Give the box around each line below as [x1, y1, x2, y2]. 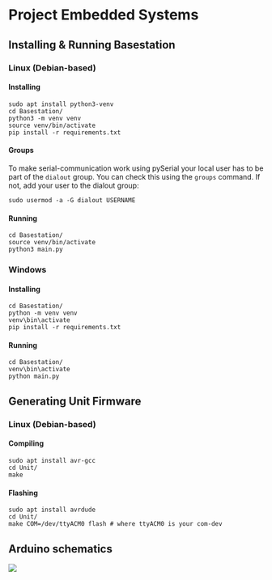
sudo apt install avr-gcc [8, 456, 96, 464]
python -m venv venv [8, 309, 79, 317]
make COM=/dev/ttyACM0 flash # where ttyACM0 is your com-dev [8, 520, 223, 528]
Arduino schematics [8, 542, 113, 556]
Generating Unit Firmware [8, 394, 142, 408]
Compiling [8, 438, 45, 448]
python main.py [8, 372, 60, 381]
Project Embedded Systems [8, 6, 199, 24]
